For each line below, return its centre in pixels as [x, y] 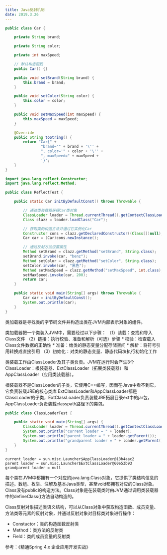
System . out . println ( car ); [50, 302]
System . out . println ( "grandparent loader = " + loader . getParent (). [94, 440]
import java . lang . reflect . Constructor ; [46, 179]
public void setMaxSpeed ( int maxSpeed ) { [57, 114]
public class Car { [25, 28]
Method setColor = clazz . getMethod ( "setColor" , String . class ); [90, 261]
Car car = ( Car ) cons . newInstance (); [61, 238]
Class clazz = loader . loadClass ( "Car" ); [65, 220]
